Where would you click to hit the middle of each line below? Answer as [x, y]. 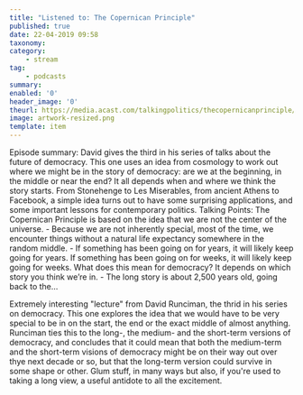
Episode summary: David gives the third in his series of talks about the [140, 152]
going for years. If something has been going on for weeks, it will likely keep [151, 257]
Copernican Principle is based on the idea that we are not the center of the [148, 219]
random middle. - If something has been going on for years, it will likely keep [151, 248]
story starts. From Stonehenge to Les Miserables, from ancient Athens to [144, 191]
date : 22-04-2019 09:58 [54, 34]
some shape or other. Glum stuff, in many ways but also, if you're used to [145, 371]
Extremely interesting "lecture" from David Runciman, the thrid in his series [149, 304]
